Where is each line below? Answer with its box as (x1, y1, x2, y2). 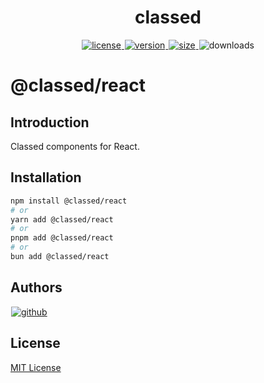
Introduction (10, 114, 90, 131)
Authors (10, 279, 63, 296)
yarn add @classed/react (10, 214, 114, 225)
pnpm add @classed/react (10, 233, 114, 243)
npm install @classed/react (10, 196, 128, 206)
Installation (10, 169, 82, 186)
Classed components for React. (10, 140, 140, 152)
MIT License (10, 361, 62, 373)
